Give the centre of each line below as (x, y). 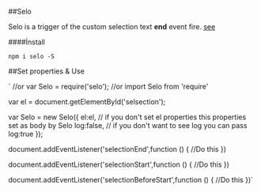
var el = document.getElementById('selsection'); (87, 102)
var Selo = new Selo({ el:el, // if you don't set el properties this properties (127, 117)
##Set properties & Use (47, 71)
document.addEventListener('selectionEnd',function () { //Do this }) (117, 149)
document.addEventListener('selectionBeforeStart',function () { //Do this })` (131, 180)
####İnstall (27, 42)
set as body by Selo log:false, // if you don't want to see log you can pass (128, 125)
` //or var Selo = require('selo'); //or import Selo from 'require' (108, 87)
